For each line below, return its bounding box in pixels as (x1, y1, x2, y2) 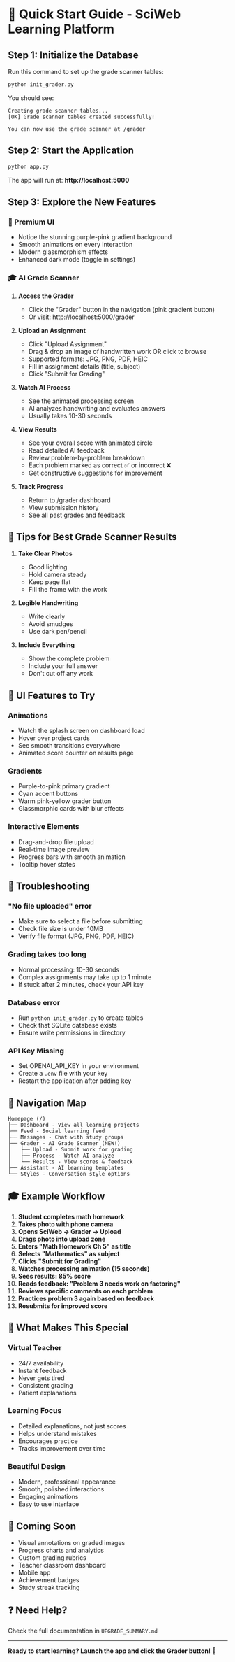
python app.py (8, 163, 50, 170)
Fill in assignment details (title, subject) (28, 362, 141, 370)
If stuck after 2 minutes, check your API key (17, 980, 144, 988)
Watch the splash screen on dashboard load (17, 727, 145, 735)
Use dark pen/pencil (28, 627, 87, 636)
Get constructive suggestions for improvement (28, 469, 162, 477)
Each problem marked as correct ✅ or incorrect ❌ (28, 461, 172, 469)
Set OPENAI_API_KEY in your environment (17, 1062, 139, 1070)
